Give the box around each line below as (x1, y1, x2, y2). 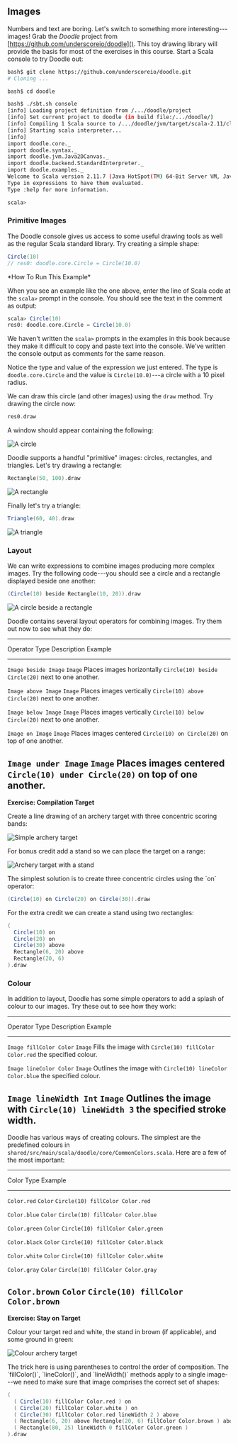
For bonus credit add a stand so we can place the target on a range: (7, 846, 205, 855)
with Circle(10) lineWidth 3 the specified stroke (7, 1103, 227, 1115)
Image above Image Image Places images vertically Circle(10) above (7, 687, 204, 695)
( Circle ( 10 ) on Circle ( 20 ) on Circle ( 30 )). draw (7, 895, 151, 902)
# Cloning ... (7, 74, 50, 82)
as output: (7, 301, 37, 310)
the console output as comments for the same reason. (7, 349, 166, 358)
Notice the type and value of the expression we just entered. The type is (7, 363, 218, 371)
